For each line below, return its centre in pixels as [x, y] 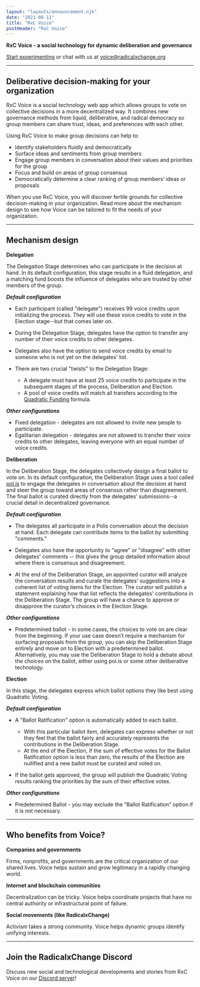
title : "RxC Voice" [30, 23]
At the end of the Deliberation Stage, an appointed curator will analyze [101, 574]
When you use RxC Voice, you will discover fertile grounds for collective [95, 197]
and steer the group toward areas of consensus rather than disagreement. [97, 490]
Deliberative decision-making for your [78, 81]
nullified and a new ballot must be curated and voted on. [93, 763]
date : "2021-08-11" [30, 17]
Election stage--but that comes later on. [64, 321]
